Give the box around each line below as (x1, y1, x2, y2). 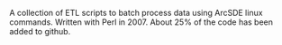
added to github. (9, 26, 71, 36)
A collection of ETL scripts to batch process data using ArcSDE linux (9, 8, 263, 18)
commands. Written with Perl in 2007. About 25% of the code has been (9, 17, 273, 27)
